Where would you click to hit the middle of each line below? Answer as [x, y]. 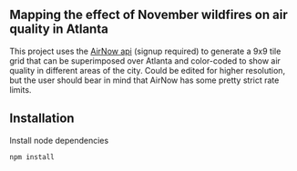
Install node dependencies [59, 140]
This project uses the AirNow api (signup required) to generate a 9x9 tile [145, 51]
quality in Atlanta [59, 30]
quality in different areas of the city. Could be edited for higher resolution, [147, 70]
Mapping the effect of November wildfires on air [149, 15]
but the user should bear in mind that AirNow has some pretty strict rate [144, 80]
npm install [32, 157]
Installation [42, 119]
